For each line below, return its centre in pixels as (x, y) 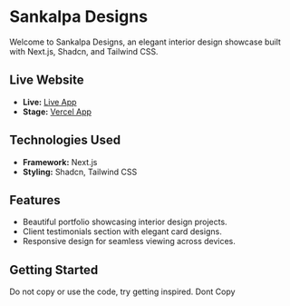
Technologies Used (65, 140)
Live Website (47, 80)
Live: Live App (49, 102)
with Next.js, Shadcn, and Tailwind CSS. (84, 51)
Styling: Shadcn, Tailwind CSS (80, 172)
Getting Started (54, 270)
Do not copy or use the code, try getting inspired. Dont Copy (122, 291)
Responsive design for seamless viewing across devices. (129, 242)
